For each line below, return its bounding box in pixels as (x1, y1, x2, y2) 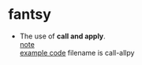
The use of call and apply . (19, 31, 106, 41)
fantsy (8, 5, 51, 23)
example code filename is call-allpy (19, 48, 135, 57)
